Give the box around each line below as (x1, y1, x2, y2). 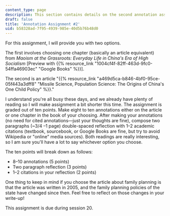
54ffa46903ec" (5, 66, 38, 72)
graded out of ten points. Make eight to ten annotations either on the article (5, 107, 162, 113)
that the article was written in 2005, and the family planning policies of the (5, 185, 160, 191)
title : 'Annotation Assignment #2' (5, 21, 80, 27)
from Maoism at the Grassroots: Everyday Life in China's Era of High (5, 55, 149, 61)
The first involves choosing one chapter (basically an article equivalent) (5, 50, 154, 56)
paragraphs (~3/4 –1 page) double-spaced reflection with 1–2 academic (5, 123, 155, 129)
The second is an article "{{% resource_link (5, 76, 96, 82)
